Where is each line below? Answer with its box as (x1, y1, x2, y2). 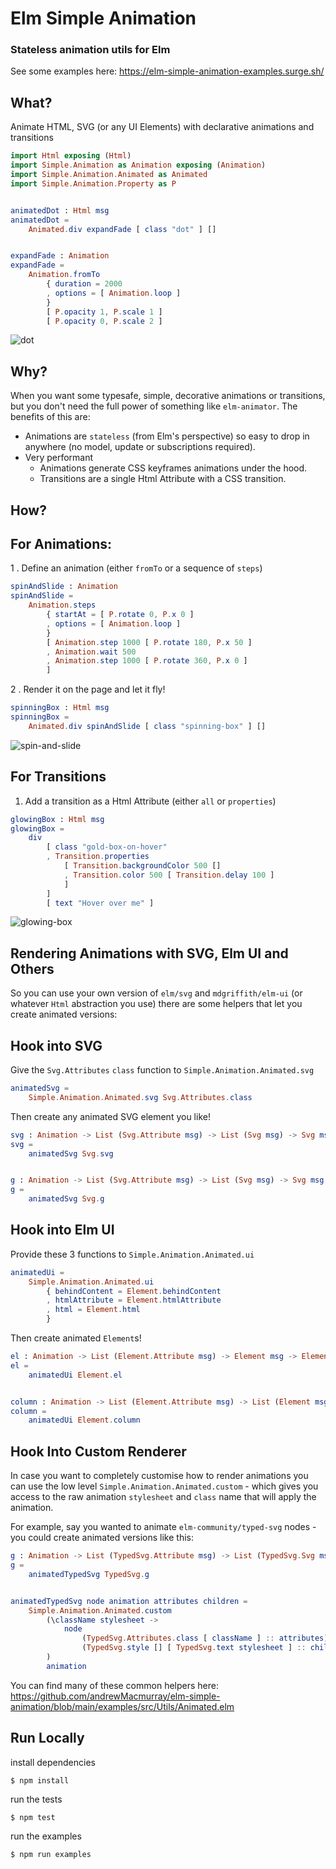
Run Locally (10, 1730, 85, 1747)
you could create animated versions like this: (10, 1532, 195, 1544)
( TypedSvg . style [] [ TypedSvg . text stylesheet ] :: (81, 1643, 307, 1653)
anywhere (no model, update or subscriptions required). (24, 441, 256, 453)
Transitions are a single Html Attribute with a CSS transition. (39, 473, 287, 485)
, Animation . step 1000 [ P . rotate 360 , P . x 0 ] (46, 656, 248, 666)
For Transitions (10, 768, 107, 786)
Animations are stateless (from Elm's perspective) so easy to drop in (24, 430, 310, 442)
